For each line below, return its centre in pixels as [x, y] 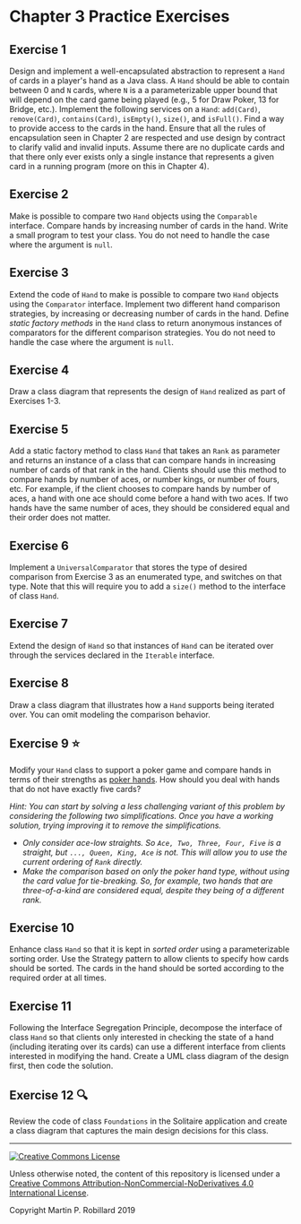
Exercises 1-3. [35, 401]
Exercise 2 [39, 194]
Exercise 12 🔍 [48, 1095]
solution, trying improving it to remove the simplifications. [116, 825]
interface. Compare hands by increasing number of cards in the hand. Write [149, 225]
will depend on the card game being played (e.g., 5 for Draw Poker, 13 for [144, 99]
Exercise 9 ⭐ [45, 744]
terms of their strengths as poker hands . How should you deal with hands [145, 779]
